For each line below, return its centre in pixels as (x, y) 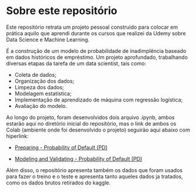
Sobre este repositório (62, 11)
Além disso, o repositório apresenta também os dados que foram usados (94, 170)
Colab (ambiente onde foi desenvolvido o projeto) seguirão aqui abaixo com (98, 130)
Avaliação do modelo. (41, 106)
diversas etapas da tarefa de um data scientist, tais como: (76, 63)
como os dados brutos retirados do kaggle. (58, 183)
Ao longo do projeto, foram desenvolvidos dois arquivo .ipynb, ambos (90, 117)
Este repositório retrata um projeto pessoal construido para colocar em (92, 27)
